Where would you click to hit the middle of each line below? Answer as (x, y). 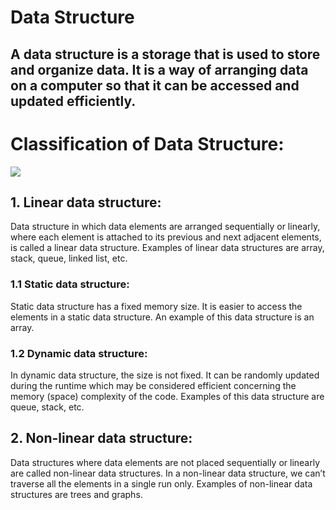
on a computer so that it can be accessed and (155, 85)
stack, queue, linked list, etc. (69, 258)
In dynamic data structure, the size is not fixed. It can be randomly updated (165, 375)
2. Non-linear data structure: (101, 438)
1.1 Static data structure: (70, 284)
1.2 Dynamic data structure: (79, 353)
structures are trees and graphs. (76, 494)
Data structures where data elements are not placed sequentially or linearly (165, 462)
